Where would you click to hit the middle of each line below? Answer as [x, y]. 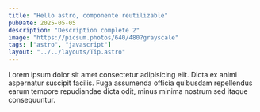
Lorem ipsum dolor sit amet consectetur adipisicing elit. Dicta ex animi [123, 75]
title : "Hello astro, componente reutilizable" [88, 15]
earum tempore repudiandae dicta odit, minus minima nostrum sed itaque [128, 91]
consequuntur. [32, 100]
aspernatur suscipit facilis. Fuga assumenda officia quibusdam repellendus [130, 83]
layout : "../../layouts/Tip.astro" [67, 52]
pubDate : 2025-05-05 [42, 23]
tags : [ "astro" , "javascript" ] [60, 45]
